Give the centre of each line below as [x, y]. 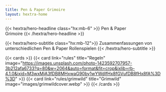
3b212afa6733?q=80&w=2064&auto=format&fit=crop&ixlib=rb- [70, 68]
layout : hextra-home [27, 14]
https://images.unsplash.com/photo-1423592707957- [77, 63]
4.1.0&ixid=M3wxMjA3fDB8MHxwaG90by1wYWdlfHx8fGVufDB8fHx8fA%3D [83, 73]
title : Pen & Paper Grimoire [35, 10]
